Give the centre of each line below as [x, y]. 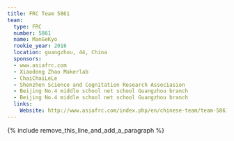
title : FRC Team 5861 [39, 14]
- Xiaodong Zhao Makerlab [51, 72]
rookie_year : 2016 [40, 46]
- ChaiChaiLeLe [36, 78]
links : [23, 104]
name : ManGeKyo [36, 40]
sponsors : [28, 59]
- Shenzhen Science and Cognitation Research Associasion [100, 85]
